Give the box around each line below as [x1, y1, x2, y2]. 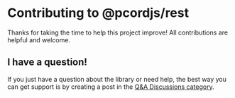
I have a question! [7, 56, 87, 68]
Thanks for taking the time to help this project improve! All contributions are [7, 28, 229, 37]
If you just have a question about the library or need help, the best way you [7, 75, 227, 83]
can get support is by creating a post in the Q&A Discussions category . [7, 82, 214, 91]
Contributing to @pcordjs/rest [7, 5, 190, 21]
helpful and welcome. [7, 35, 71, 44]
